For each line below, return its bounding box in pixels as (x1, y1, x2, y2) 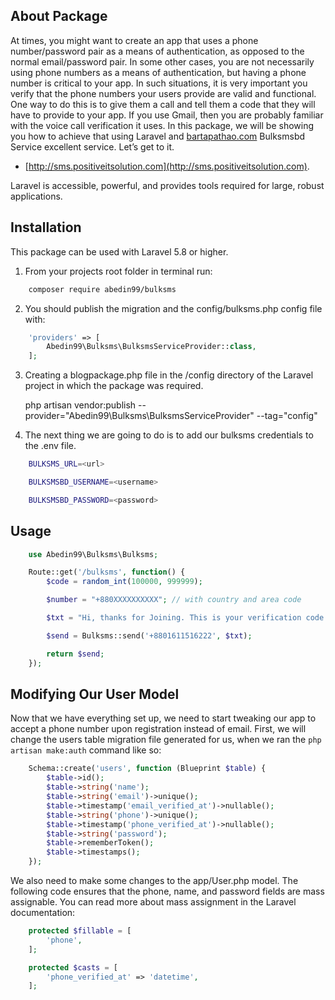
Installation (10, 219, 82, 236)
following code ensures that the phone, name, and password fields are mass (10, 885, 325, 897)
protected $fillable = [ (28, 926, 132, 936)
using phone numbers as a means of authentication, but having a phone (10, 66, 307, 78)
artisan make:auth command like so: (10, 744, 162, 756)
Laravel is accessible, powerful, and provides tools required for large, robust (10, 179, 325, 191)
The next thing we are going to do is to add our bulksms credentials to (24, 429, 314, 441)
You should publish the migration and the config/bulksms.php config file (24, 302, 323, 314)
